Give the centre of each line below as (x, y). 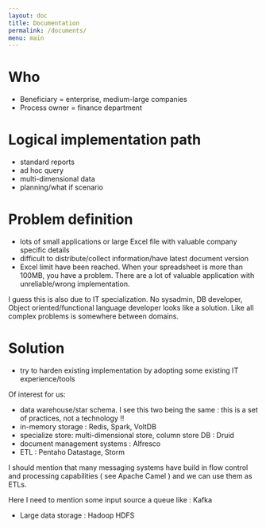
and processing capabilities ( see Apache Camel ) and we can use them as (130, 476)
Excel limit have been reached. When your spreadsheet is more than (131, 267)
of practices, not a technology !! (72, 418)
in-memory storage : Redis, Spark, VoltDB (88, 426)
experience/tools (47, 379)
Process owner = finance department (81, 108)
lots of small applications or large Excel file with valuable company (128, 242)
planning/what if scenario (61, 187)
